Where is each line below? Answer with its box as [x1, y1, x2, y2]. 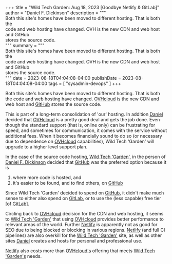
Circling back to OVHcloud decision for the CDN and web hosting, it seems [5, 211, 164, 216]
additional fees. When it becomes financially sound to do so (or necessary [5, 133, 163, 139]
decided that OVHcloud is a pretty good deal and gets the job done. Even [5, 117, 160, 122]
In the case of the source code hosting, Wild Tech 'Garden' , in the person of [5, 153, 166, 160]
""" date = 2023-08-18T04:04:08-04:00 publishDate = [5, 75, 122, 81]
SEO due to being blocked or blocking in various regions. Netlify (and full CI [5, 227, 165, 233]
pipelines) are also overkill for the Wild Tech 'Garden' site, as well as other [5, 232, 162, 238]
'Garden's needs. [5, 253, 42, 259]
